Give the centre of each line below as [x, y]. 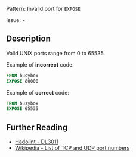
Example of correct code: [38, 92]
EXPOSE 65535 [22, 109]
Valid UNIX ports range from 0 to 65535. [56, 53]
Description [28, 39]
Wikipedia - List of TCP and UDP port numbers [72, 148]
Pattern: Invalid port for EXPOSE [43, 9]
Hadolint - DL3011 [36, 142]
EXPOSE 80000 [22, 81]
